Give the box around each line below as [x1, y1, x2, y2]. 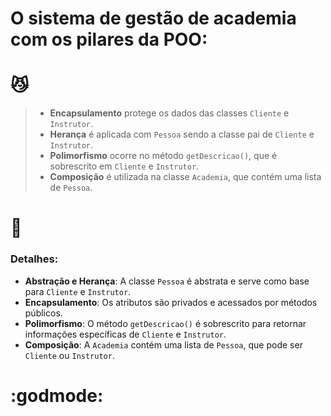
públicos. [24, 307, 63, 319]
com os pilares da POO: [10, 28, 208, 51]
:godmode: [10, 384, 104, 407]
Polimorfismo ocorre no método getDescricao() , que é [49, 150, 278, 162]
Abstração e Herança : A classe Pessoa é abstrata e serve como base [24, 275, 310, 287]
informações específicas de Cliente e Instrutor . [24, 328, 227, 340]
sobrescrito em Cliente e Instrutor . [49, 160, 200, 172]
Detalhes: [10, 252, 59, 266]
